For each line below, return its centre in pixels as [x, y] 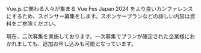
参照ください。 [40, 24]
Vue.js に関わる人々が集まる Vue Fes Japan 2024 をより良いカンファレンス [100, 9]
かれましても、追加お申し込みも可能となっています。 [71, 44]
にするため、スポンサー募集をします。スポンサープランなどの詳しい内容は [98, 16]
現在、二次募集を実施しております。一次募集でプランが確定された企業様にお [101, 36]
